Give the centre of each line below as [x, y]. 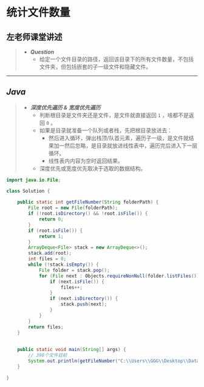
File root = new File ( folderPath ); [73, 208]
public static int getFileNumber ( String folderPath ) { [88, 202]
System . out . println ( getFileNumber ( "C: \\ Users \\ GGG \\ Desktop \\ [108, 361]
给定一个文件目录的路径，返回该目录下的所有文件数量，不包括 [117, 59]
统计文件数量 [39, 12]
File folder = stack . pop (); [74, 270]
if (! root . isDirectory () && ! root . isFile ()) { [88, 214]
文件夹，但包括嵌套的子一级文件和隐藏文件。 [95, 67]
